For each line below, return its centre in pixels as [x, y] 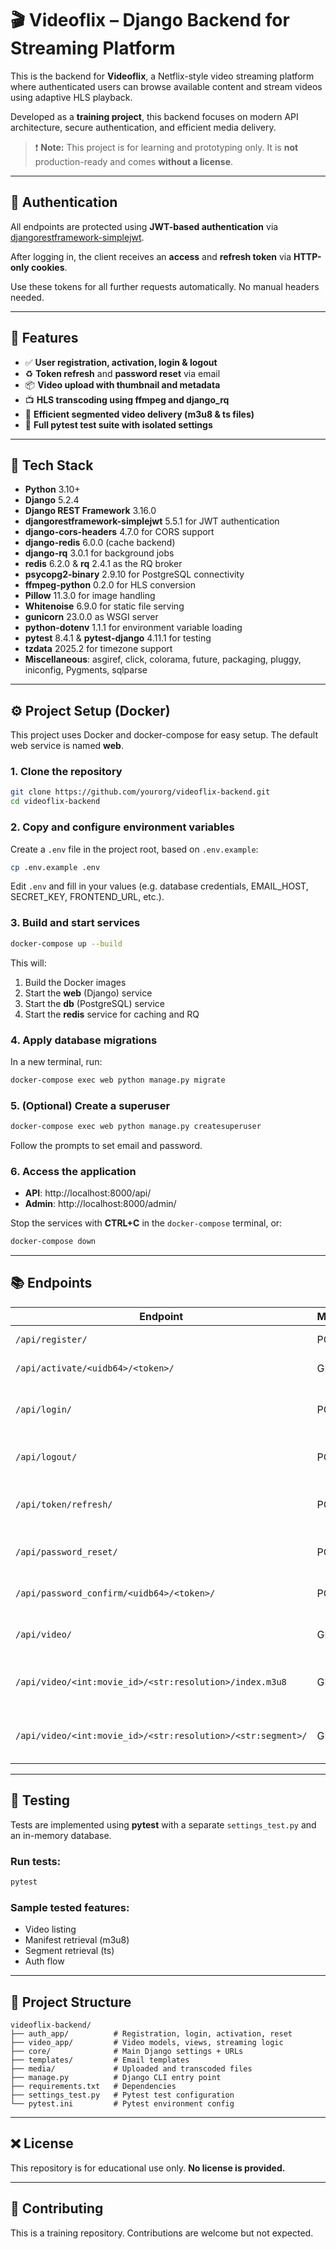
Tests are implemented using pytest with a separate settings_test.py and [163, 1824]
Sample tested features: [70, 1907]
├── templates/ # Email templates [100, 2060]
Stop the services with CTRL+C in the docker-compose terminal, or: [146, 1223]
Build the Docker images [75, 982]
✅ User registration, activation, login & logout [121, 362]
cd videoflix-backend [55, 802]
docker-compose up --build [66, 943]
